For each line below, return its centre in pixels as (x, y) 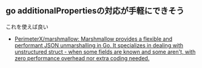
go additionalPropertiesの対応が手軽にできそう (95, 11)
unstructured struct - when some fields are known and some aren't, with (105, 52)
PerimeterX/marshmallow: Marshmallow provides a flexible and (93, 39)
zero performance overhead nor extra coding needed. (82, 58)
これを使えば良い (27, 27)
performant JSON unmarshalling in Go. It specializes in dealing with (99, 45)
